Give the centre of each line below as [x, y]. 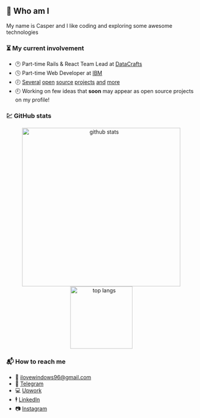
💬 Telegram [29, 384]
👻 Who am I [28, 11]
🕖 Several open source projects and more [67, 82]
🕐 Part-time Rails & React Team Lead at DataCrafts [79, 64]
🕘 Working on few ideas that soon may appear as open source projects [104, 91]
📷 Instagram [31, 408]
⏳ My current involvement [45, 48]
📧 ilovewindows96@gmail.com [53, 377]
